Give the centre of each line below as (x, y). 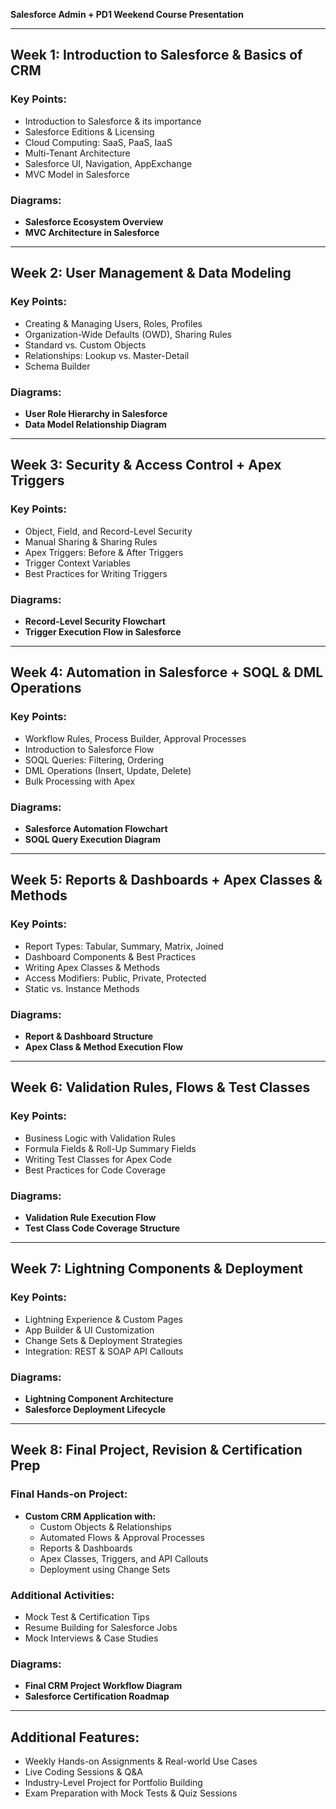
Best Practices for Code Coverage (95, 1170)
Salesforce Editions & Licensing (89, 131)
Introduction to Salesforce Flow (89, 749)
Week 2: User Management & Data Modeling (151, 273)
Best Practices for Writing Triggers (96, 573)
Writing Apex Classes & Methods (92, 967)
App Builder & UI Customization (89, 1330)
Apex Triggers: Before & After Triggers (104, 552)
